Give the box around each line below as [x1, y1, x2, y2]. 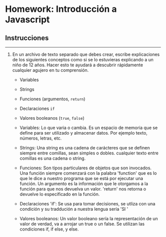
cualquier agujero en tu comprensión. [12, 67, 89, 73]
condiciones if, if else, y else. [19, 226, 79, 232]
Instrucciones [5, 34, 49, 42]
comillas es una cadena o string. [19, 155, 86, 161]
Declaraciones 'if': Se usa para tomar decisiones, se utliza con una [19, 201, 156, 206]
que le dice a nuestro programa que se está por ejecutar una [19, 176, 143, 181]
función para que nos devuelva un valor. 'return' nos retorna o [19, 186, 147, 191]
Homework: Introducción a [5, 3, 117, 15]
